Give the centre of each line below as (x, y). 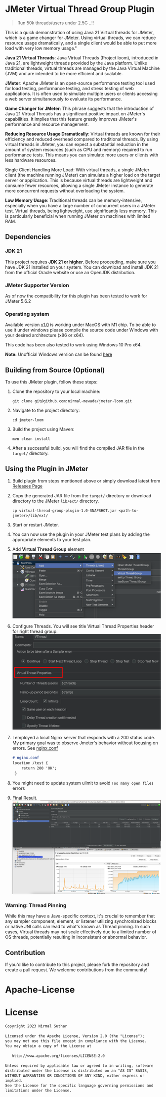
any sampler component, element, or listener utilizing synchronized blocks (81, 921)
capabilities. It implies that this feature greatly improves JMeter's (71, 119)
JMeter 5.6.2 (18, 301)
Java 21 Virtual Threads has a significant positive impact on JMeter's (75, 114)
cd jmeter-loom (28, 420)
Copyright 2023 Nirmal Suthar (36, 1026)
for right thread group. (35, 631)
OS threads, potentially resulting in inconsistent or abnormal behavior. (76, 937)
